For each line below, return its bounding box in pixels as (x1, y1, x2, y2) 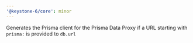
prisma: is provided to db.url (6, 30, 76, 37)
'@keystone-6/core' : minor (6, 8, 72, 14)
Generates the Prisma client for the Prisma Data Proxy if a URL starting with (6, 24, 188, 31)
